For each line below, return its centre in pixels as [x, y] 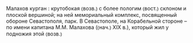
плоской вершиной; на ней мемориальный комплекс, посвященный [92, 15]
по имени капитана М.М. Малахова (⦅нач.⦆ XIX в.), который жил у [87, 27]
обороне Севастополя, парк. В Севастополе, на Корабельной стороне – [97, 21]
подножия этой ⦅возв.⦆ [34, 34]
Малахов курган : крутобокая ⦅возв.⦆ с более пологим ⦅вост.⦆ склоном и [96, 8]
